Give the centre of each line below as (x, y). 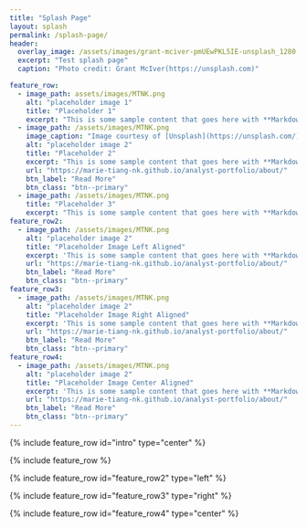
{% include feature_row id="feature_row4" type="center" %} (124, 513)
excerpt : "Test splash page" (73, 60)
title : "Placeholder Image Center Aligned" (110, 383)
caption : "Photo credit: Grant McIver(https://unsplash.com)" (138, 69)
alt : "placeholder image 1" (79, 102)
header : (24, 43)
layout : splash (38, 26)
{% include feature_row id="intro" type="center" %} (108, 442)
